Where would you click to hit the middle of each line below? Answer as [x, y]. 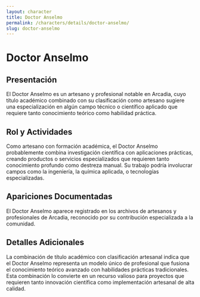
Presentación [32, 80]
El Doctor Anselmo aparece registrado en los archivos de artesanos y [91, 211]
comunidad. [21, 224]
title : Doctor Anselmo [34, 17]
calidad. [16, 288]
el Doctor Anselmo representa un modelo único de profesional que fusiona [98, 263]
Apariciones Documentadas [59, 197]
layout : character [29, 12]
